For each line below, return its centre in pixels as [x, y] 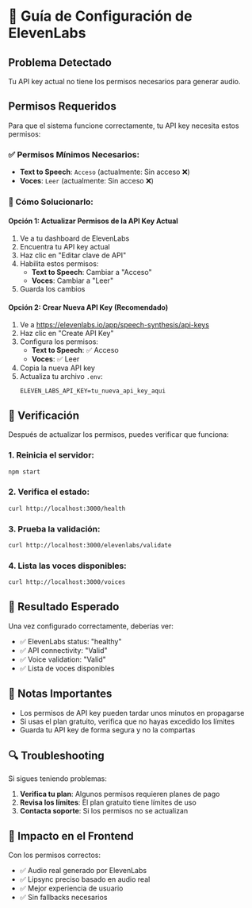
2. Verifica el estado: [49, 492]
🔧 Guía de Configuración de [100, 16]
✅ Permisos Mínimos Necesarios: [74, 154]
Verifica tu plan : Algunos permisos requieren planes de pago [120, 794]
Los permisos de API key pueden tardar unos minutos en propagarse [132, 713]
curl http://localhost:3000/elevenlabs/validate [90, 545]
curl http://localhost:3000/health [67, 508]
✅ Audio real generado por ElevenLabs [83, 871]
